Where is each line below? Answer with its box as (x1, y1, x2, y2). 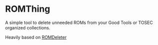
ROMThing (5, 3, 51, 15)
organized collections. (5, 24, 51, 30)
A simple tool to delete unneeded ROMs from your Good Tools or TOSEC (5, 20, 153, 25)
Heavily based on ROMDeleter (5, 34, 67, 40)
